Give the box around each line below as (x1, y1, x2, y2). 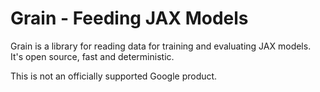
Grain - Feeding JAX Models (10, 7, 249, 30)
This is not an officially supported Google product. (10, 70, 218, 82)
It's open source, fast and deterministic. (10, 50, 175, 62)
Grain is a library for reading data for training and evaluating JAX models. (10, 40, 312, 52)
